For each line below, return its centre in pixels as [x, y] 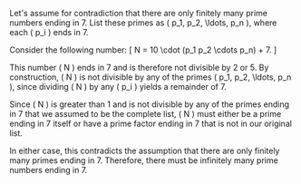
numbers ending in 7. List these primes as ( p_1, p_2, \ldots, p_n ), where [143, 23]
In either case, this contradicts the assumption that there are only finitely [145, 150]
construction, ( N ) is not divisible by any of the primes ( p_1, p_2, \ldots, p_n [150, 77]
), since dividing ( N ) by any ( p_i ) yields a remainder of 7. [118, 87]
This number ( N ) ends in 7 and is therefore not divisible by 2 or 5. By [139, 68]
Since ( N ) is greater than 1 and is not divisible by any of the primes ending [150, 104]
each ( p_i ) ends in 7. [49, 32]
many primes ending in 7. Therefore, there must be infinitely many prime [144, 160]
